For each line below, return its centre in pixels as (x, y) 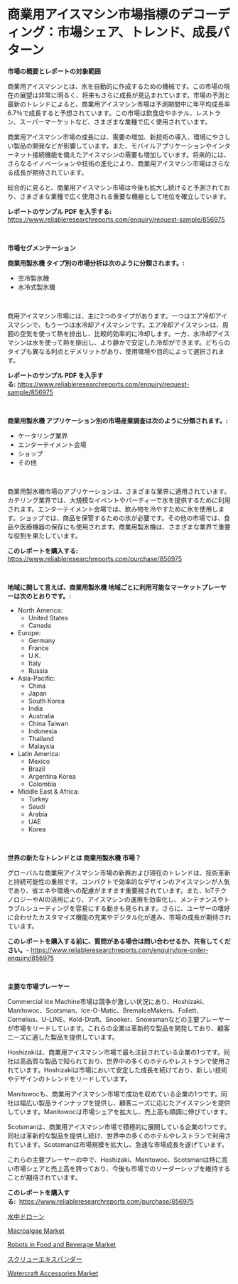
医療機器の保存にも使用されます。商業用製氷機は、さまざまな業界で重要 (125, 527)
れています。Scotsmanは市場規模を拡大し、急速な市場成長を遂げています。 (118, 1144)
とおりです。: (52, 596)
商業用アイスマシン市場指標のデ (100, 15)
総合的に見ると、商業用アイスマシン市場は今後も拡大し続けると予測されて (116, 187)
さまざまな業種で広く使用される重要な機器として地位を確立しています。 (125, 196)
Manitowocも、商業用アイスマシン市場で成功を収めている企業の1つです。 (114, 1094)
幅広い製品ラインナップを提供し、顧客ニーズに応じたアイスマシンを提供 (125, 1103)
